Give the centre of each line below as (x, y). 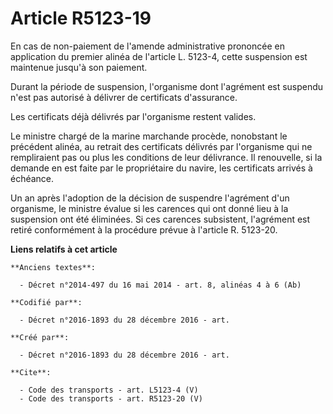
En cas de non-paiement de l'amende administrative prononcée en (147, 46)
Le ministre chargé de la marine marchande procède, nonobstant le (149, 136)
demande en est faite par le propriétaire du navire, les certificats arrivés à (161, 168)
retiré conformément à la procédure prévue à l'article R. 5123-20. (144, 229)
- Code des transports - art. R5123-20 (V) (111, 398)
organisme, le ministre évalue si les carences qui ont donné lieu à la (149, 208)
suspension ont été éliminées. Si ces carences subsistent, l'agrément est (160, 219)
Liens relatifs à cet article (64, 249)
